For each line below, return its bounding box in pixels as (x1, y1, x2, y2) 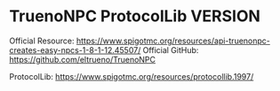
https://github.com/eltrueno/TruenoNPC (9, 54, 156, 64)
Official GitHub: (142, 44, 199, 55)
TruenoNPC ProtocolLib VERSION (9, 6, 260, 27)
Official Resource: (9, 35, 75, 46)
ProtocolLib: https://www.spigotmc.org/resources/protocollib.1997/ (9, 71, 254, 81)
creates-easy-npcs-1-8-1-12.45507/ (9, 44, 141, 55)
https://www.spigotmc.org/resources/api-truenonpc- (76, 35, 271, 46)
